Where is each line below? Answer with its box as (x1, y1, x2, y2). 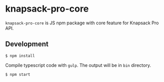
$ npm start (5, 72, 30, 77)
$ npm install (5, 53, 35, 58)
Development (5, 40, 49, 49)
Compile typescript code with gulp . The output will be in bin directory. (5, 62, 151, 68)
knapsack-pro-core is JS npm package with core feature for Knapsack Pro (5, 20, 159, 26)
